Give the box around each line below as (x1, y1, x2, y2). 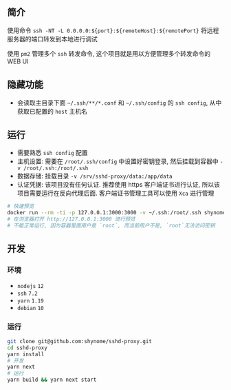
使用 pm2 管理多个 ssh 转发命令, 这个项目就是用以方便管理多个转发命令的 (7, 49, 211, 57)
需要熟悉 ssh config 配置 (16, 149, 88, 157)
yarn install (7, 351, 45, 358)
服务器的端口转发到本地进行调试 (7, 34, 98, 43)
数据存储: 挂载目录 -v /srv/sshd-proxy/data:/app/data (16, 172, 173, 181)
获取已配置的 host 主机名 (16, 107, 88, 115)
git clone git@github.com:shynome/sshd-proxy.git (7, 338, 153, 345)
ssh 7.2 (16, 290, 38, 297)
